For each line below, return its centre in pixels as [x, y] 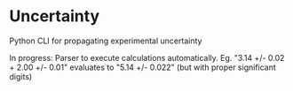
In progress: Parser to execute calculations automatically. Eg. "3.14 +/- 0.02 [147, 57]
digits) [21, 76]
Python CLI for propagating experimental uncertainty [106, 41]
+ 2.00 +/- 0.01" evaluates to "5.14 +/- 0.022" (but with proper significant [143, 67]
